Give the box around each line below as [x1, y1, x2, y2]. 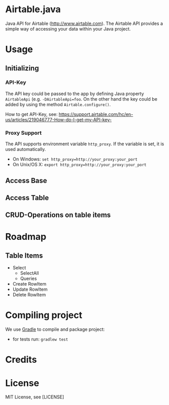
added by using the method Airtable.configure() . [5, 101, 111, 107]
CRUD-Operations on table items [5, 211, 111, 220]
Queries [20, 275, 37, 282]
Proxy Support [5, 129, 42, 136]
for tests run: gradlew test [12, 336, 69, 342]
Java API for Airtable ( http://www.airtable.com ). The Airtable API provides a [5, 20, 163, 26]
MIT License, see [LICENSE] [5, 394, 64, 400]
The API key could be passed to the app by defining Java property [5, 90, 144, 97]
